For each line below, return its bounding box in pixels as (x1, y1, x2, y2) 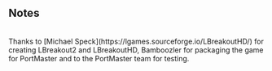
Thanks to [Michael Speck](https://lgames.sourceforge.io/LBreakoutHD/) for (8, 36, 265, 46)
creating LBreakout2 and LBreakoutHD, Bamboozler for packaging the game (8, 44, 264, 55)
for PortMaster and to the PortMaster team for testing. (8, 53, 190, 63)
